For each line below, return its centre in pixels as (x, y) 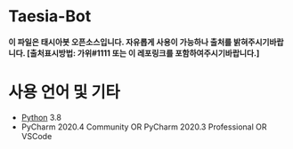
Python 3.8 (41, 117)
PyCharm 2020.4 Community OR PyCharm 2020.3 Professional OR (144, 127)
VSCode (37, 136)
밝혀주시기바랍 (259, 42)
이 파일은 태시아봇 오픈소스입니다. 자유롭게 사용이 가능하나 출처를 (120, 42)
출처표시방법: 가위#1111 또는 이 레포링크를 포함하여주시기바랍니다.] (145, 53)
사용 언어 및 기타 (65, 93)
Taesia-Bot (50, 16)
